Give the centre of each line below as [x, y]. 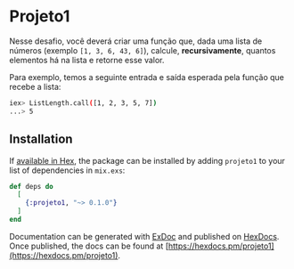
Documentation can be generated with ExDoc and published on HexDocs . [144, 236]
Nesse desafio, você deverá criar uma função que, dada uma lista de [136, 41]
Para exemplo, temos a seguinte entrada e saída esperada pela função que [147, 77]
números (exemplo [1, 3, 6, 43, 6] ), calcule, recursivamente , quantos [143, 50]
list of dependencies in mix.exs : [67, 170]
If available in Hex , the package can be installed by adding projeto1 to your [147, 160]
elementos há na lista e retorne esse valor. [87, 60]
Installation [41, 139]
